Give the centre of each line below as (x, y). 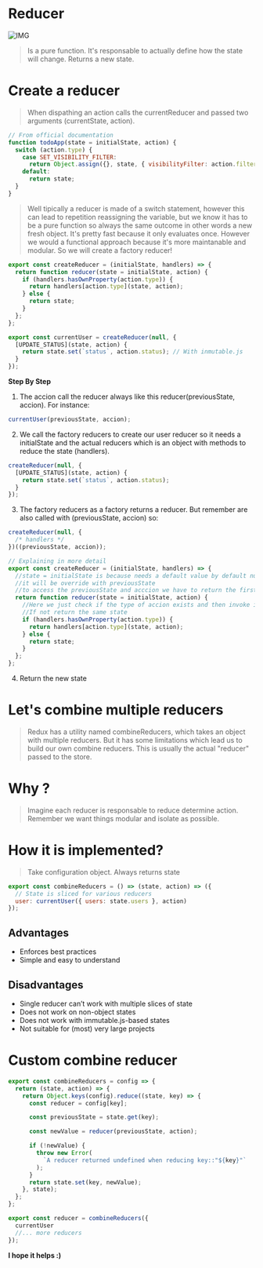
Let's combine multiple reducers (116, 710)
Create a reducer (64, 91)
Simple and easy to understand (70, 960)
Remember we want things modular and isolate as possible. (123, 818)
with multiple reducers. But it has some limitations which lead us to (135, 740)
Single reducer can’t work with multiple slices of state (106, 1003)
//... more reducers (49, 1233)
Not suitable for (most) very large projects (87, 1029)
